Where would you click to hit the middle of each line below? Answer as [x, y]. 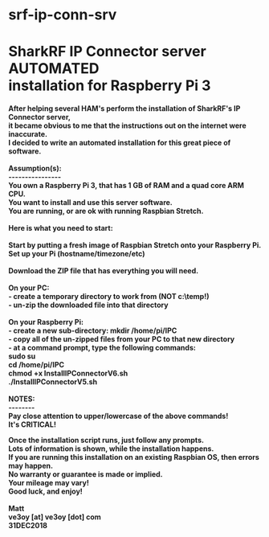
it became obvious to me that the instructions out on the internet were [127, 125]
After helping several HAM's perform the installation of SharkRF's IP [124, 108]
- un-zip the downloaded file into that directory [88, 305]
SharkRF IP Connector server [107, 52]
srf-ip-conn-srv [63, 15]
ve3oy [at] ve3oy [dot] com [55, 517]
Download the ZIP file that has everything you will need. [104, 270]
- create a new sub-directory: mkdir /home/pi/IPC [93, 330]
